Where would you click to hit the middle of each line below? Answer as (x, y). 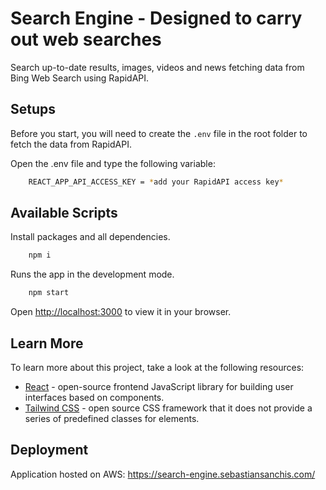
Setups (33, 109)
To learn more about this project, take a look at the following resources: (157, 367)
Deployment (49, 450)
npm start (49, 293)
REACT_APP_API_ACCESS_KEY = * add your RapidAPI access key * (156, 182)
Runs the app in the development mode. (92, 274)
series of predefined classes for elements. (112, 418)
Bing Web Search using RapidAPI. (80, 78)
